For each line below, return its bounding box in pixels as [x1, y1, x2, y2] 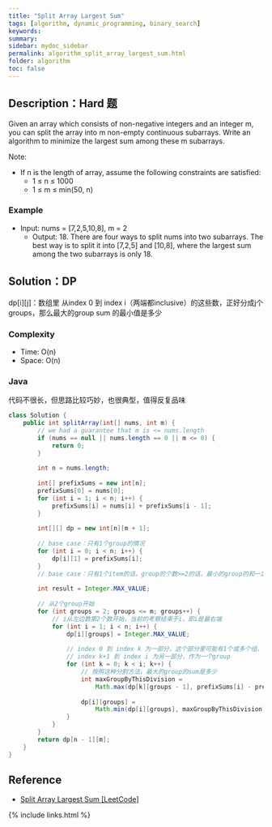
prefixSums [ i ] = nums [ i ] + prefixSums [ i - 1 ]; [51, 502, 212, 510]
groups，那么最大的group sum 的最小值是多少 [8, 307, 162, 317]
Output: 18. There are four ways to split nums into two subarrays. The [32, 232, 264, 242]
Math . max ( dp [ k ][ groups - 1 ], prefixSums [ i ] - [95, 683, 252, 691]
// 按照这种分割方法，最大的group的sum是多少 [80, 668, 218, 676]
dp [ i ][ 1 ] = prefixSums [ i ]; [51, 555, 143, 563]
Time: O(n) [19, 346, 57, 357]
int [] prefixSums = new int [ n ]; [37, 479, 147, 487]
